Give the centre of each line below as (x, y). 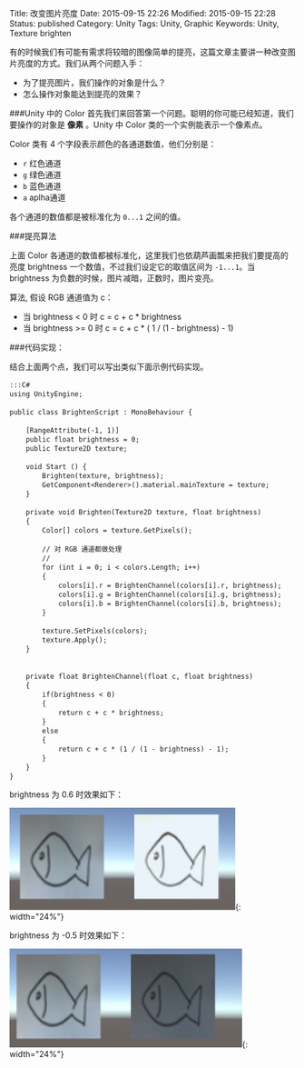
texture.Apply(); (74, 640)
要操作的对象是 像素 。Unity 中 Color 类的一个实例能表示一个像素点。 (138, 125)
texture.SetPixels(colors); (95, 631)
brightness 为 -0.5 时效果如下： (68, 935)
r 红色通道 (42, 163)
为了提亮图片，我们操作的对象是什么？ (94, 83)
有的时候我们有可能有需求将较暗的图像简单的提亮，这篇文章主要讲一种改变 (148, 52)
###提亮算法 (33, 236)
